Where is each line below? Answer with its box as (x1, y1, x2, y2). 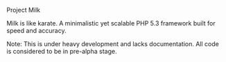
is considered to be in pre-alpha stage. (6, 48, 117, 55)
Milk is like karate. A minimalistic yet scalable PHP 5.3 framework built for (6, 19, 216, 27)
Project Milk (6, 6, 41, 14)
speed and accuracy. (6, 27, 67, 34)
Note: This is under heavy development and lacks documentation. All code (6, 40, 219, 48)
